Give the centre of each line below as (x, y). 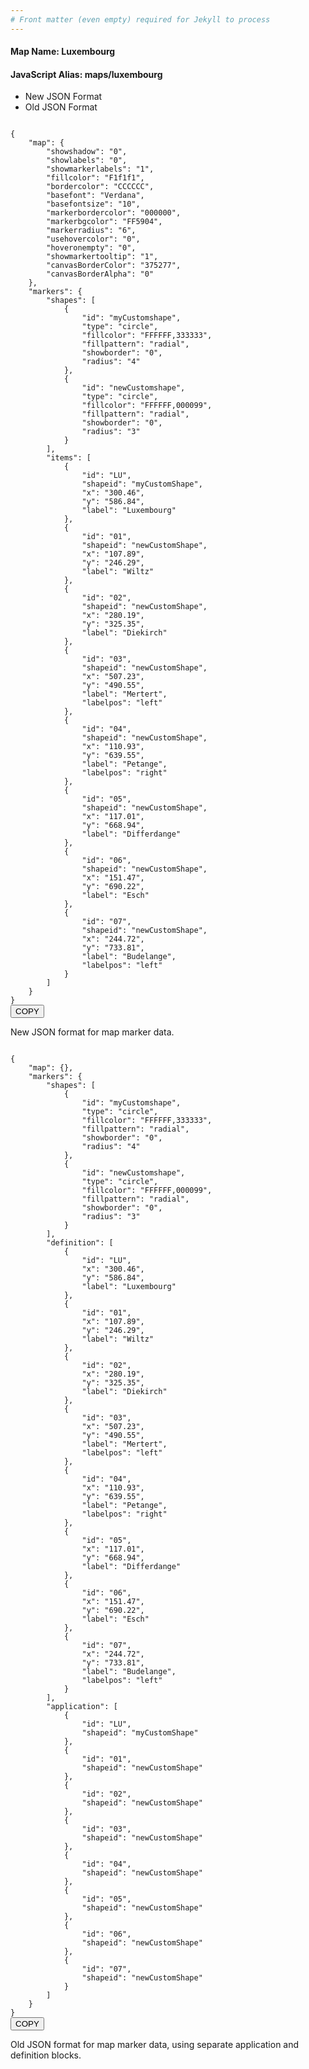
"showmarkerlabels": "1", (100, 169)
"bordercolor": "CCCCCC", (100, 187)
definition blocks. (46, 2055)
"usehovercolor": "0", (93, 239)
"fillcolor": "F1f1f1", (95, 178)
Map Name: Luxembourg (63, 52)
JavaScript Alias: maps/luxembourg (86, 74)
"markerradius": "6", (91, 231)
